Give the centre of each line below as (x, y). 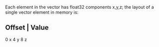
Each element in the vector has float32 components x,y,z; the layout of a (80, 7)
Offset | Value (27, 28)
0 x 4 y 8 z (16, 39)
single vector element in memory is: (42, 12)
